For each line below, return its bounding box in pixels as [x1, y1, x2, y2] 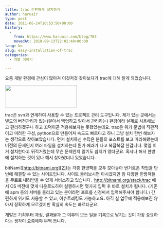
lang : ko [5, 43, 23, 48]
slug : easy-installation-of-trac [5, 48, 73, 53]
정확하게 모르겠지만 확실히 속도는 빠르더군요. [14, 202, 99, 208]
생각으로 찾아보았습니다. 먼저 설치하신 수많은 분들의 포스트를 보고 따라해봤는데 [10, 136, 159, 142]
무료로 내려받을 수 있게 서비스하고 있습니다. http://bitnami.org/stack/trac [10, 177, 151, 183]
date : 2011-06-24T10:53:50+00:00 [5, 20, 73, 26]
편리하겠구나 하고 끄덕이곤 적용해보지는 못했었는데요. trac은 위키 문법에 [10, 124, 145, 130]
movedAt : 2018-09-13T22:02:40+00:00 [14, 39, 89, 44]
